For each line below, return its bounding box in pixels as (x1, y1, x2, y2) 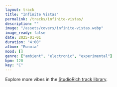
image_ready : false (5, 30, 46, 35)
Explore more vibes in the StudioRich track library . (5, 77, 108, 83)
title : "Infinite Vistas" (5, 12, 59, 17)
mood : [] (5, 49, 23, 54)
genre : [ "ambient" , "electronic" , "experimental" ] (5, 53, 113, 59)
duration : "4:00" (5, 40, 41, 45)
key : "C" (5, 63, 23, 68)
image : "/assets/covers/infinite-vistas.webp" (5, 26, 104, 31)
